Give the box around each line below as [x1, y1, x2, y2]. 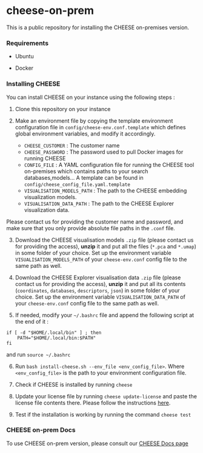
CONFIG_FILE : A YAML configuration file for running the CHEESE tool [24, 161, 195, 168]
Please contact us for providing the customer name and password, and [6, 218, 184, 225]
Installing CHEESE [6, 80, 61, 88]
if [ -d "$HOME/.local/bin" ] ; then [6, 329, 102, 336]
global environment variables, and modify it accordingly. [15, 130, 156, 137]
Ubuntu [15, 53, 35, 60]
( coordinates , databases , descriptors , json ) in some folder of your [15, 287, 180, 294]
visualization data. [24, 206, 70, 213]
